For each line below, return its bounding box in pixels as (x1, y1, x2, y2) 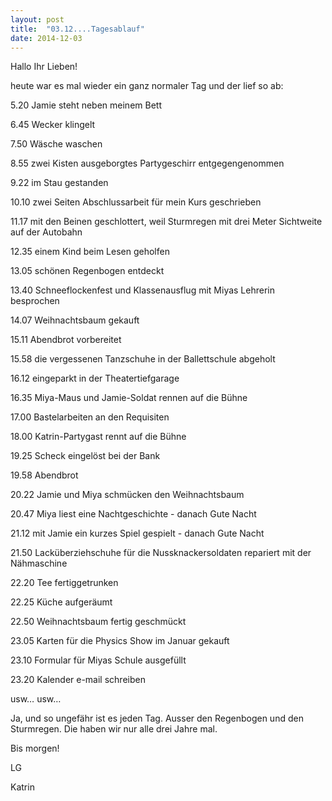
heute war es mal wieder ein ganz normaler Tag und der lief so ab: (10, 80, 284, 92)
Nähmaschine (10, 557, 68, 570)
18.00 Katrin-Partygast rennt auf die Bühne (10, 431, 187, 443)
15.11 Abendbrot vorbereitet (10, 334, 122, 346)
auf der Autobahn (10, 226, 83, 238)
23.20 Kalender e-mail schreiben (10, 674, 146, 686)
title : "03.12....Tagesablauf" (10, 24, 145, 34)
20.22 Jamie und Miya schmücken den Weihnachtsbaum (10, 489, 245, 501)
